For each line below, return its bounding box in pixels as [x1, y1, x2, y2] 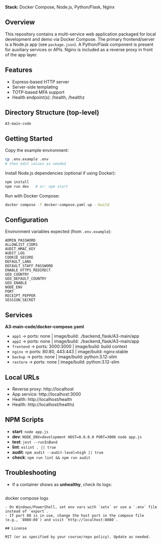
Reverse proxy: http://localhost [12, 386, 74, 392]
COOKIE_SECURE [5, 255, 34, 260]
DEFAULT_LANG [5, 259, 32, 264]
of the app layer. [5, 52, 38, 57]
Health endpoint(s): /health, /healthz [12, 94, 85, 100]
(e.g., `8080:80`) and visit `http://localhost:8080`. [5, 517, 118, 522]
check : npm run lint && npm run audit [12, 454, 91, 460]
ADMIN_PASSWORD [5, 238, 36, 243]
